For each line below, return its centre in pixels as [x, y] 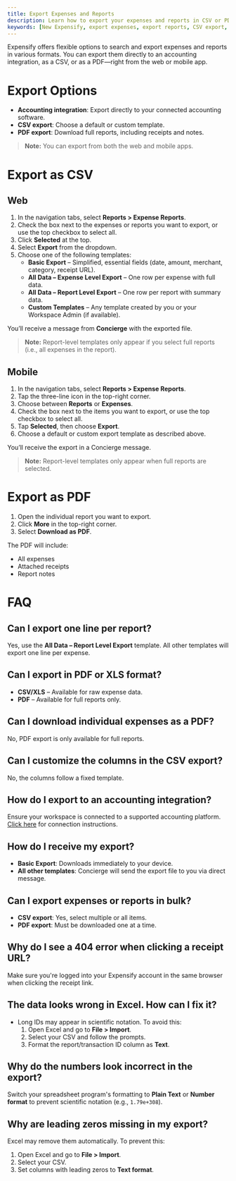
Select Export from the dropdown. [67, 247]
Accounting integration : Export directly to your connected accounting [119, 110]
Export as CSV [50, 175]
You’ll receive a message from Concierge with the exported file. [100, 329]
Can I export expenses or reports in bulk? [99, 901]
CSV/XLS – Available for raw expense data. [80, 692]
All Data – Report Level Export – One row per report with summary [124, 293]
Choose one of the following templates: [74, 255]
